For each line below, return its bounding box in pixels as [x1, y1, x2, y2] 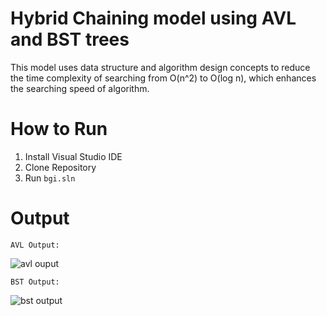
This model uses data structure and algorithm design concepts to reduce [10, 61, 311, 73]
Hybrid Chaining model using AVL [10, 7, 297, 30]
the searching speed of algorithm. [10, 82, 150, 94]
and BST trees [10, 28, 130, 51]
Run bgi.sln [24, 172, 76, 184]
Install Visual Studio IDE [24, 150, 123, 162]
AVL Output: [10, 240, 60, 250]
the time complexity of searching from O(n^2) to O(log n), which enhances [10, 72, 317, 84]
